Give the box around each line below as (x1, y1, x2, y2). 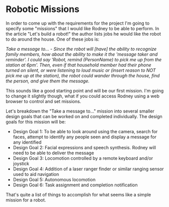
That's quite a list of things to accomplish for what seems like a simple (6, 191, 151, 197)
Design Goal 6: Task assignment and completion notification (13, 182, 138, 188)
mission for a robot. (6, 197, 46, 203)
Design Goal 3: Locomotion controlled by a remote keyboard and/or (13, 155, 153, 161)
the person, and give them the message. (6, 78, 90, 84)
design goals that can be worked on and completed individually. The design (6, 113, 162, 119)
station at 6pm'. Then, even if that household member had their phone (6, 62, 151, 68)
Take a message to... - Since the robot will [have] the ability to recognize (6, 46, 157, 52)
